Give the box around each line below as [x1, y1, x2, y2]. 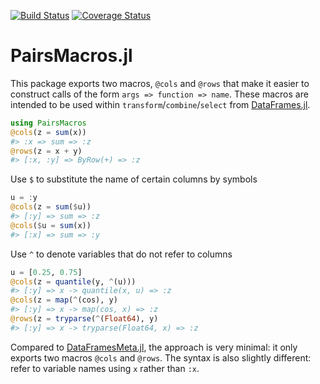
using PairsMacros [10, 118, 87, 128]
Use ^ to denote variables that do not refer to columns [10, 248, 233, 260]
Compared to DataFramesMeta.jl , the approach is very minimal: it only [10, 341, 298, 353]
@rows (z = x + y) [10, 146, 83, 156]
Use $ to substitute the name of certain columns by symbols [10, 173, 258, 185]
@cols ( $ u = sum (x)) [10, 220, 92, 230]
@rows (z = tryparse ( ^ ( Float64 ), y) [10, 314, 159, 324]
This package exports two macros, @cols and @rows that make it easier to [10, 77, 310, 89]
